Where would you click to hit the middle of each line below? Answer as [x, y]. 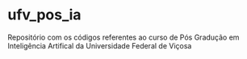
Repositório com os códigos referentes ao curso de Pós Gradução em [123, 37]
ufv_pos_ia [44, 15]
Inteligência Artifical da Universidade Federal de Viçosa [100, 45]
